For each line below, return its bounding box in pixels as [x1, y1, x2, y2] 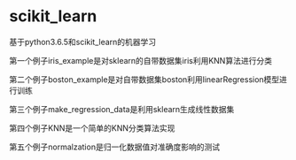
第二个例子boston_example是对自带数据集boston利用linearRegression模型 [9, 73, 280, 85]
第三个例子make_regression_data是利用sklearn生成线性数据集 [9, 103, 235, 114]
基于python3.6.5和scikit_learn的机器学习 [9, 36, 157, 47]
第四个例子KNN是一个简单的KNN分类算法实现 [9, 122, 175, 133]
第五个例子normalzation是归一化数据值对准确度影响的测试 [9, 141, 220, 152]
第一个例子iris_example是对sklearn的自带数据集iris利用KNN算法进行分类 [9, 55, 273, 65]
